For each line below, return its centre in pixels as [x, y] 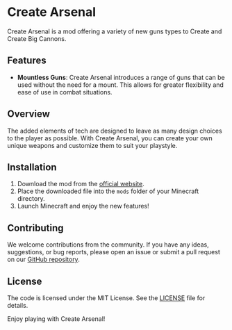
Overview [29, 114]
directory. [31, 199]
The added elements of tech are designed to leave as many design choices [115, 131]
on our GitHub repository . [43, 259]
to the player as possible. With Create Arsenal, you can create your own [110, 138]
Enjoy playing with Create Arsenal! [56, 319]
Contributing [35, 228]
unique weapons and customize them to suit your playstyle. [92, 145]
